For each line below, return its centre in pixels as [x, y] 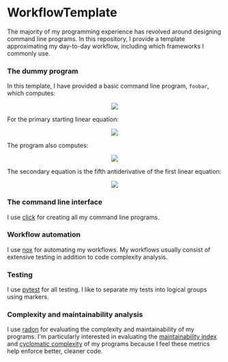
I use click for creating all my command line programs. [83, 217]
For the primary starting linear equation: [63, 119]
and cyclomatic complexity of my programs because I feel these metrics [109, 344]
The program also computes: [48, 146]
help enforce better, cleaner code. [55, 351]
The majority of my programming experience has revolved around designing [114, 31]
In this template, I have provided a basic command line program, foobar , [108, 86]
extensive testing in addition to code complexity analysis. [87, 257]
